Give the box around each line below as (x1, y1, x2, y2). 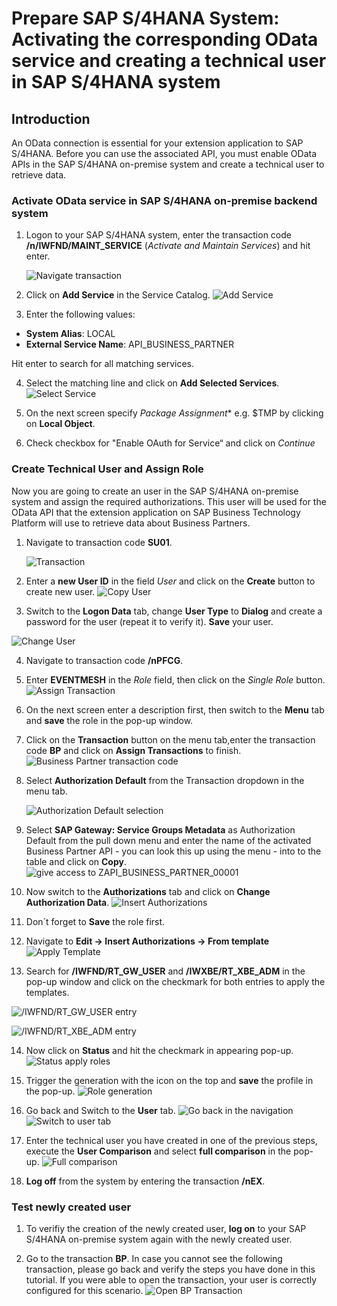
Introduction (11, 110, 91, 127)
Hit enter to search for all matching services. (11, 358, 195, 370)
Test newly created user (11, 1200, 132, 1214)
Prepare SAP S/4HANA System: (11, 7, 280, 30)
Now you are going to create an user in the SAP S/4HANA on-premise (11, 485, 299, 497)
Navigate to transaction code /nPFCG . (25, 654, 184, 666)
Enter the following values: (25, 308, 136, 321)
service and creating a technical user (11, 50, 327, 72)
